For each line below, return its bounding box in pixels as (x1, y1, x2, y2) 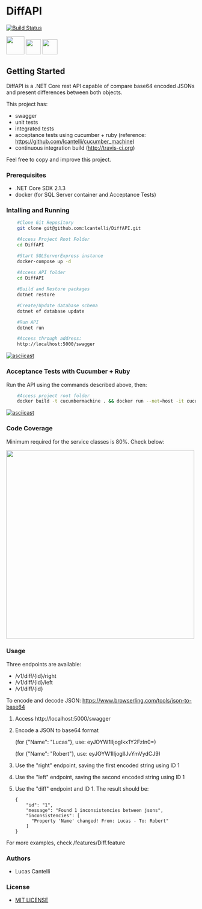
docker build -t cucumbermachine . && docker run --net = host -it (17, 398, 185, 404)
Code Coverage (6, 424, 53, 433)
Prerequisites (6, 171, 46, 179)
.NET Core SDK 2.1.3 (14, 185, 66, 192)
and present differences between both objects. (6, 89, 123, 96)
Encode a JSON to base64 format (14, 726, 99, 734)
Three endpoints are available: (6, 660, 82, 668)
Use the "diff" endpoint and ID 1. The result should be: (14, 785, 149, 792)
